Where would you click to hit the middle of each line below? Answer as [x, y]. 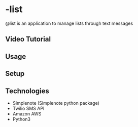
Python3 [21, 119]
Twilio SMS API [28, 108]
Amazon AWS [27, 114]
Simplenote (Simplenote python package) [56, 103]
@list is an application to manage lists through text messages [69, 23]
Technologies [27, 91]
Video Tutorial [28, 39]
